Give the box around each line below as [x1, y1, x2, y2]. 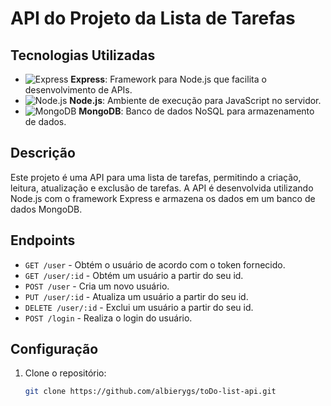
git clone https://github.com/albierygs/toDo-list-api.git [24, 387, 277, 397]
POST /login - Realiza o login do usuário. [24, 312, 193, 324]
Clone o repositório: [24, 367, 107, 379]
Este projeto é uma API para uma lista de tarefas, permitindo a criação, [10, 171, 302, 183]
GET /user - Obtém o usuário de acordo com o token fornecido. [24, 258, 286, 271]
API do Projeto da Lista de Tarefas [10, 7, 296, 30]
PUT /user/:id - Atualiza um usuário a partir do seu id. [24, 290, 249, 302]
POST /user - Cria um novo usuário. [24, 280, 170, 292]
